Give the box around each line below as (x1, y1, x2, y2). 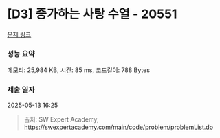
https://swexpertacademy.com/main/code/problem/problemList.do (23, 123, 214, 131)
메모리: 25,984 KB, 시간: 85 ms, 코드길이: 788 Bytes (7, 66, 150, 74)
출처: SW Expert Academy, (23, 115, 99, 124)
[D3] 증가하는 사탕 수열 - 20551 (7, 6, 177, 22)
